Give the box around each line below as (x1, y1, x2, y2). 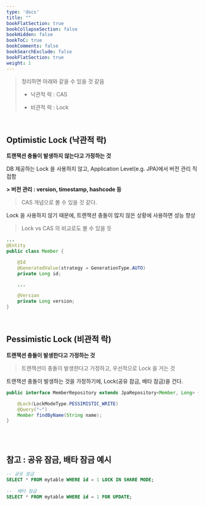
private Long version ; (17, 298, 75, 305)
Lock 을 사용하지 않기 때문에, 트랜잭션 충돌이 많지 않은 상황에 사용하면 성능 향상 (6, 212, 196, 219)
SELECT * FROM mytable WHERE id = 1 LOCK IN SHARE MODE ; (6, 477, 154, 483)
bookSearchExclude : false (6, 49, 72, 55)
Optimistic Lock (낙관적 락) (6, 135, 107, 145)
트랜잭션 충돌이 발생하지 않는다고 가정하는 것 (6, 152, 112, 159)
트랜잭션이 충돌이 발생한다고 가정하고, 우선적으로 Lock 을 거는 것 (21, 364, 176, 372)
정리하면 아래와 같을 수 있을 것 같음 (21, 78, 105, 85)
